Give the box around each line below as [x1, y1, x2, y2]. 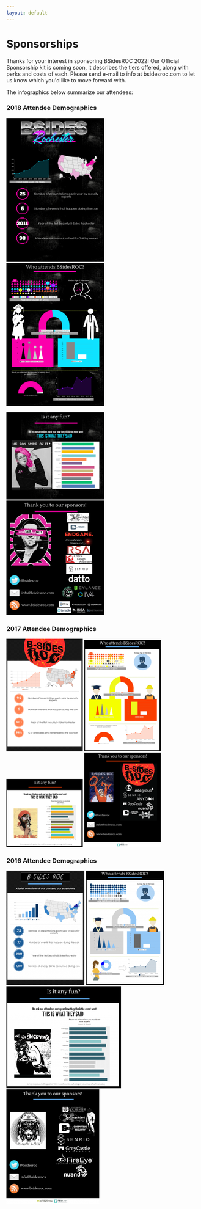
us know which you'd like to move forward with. [6, 76, 126, 84]
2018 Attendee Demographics [6, 104, 97, 112]
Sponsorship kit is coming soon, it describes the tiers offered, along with [6, 64, 189, 71]
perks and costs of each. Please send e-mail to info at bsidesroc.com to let [6, 70, 196, 78]
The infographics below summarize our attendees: [6, 89, 133, 96]
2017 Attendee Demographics [6, 624, 97, 633]
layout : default [6, 10, 48, 16]
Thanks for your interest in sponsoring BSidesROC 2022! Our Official [6, 57, 179, 64]
